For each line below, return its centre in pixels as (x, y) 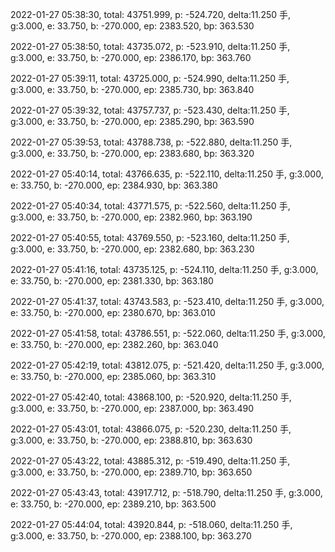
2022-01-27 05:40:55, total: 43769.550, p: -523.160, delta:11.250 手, (150, 237)
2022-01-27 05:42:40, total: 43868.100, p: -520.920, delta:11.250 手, (151, 397)
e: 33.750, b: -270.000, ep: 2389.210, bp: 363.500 (113, 504)
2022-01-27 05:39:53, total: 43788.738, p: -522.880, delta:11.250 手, (151, 142)
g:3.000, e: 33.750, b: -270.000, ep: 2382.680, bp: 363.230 (132, 249)
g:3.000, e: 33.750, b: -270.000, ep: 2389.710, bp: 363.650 (131, 472)
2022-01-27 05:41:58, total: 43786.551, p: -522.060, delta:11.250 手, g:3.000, (168, 333)
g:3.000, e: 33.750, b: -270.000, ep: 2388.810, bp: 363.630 (131, 440)
